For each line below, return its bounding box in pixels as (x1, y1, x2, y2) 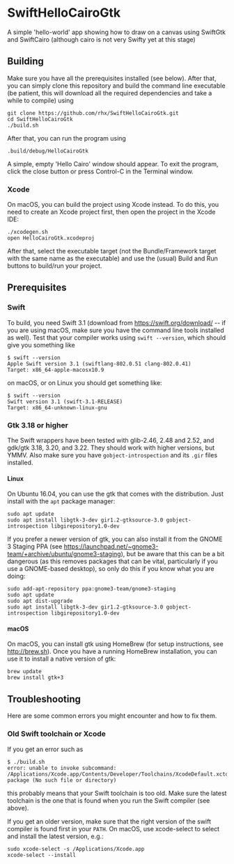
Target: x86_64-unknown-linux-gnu (7, 404, 108, 411)
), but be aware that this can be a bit (120, 550, 225, 558)
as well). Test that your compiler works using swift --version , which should (7, 333, 226, 342)
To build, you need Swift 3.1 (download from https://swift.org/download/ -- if (7, 318, 226, 327)
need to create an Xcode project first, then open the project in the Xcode (7, 207, 216, 217)
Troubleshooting (7, 693, 81, 705)
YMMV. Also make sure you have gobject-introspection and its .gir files (7, 451, 218, 460)
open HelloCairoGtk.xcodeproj (7, 235, 95, 242)
